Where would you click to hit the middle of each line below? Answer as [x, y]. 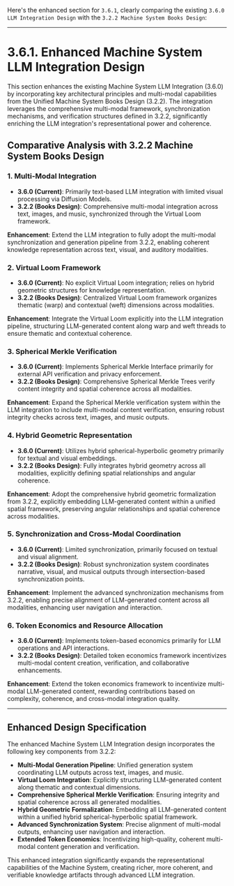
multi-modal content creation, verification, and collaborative [103, 663]
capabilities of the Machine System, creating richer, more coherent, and [110, 867]
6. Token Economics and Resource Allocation [85, 626]
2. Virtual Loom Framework [54, 267]
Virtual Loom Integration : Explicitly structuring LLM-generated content [119, 780]
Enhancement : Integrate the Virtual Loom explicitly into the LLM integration [116, 318]
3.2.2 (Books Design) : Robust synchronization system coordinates [113, 564]
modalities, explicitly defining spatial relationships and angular [107, 473]
